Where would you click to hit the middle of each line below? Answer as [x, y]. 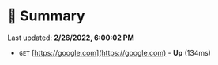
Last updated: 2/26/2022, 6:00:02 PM [71, 38]
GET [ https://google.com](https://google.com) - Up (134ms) [115, 52]
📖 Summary [46, 16]
